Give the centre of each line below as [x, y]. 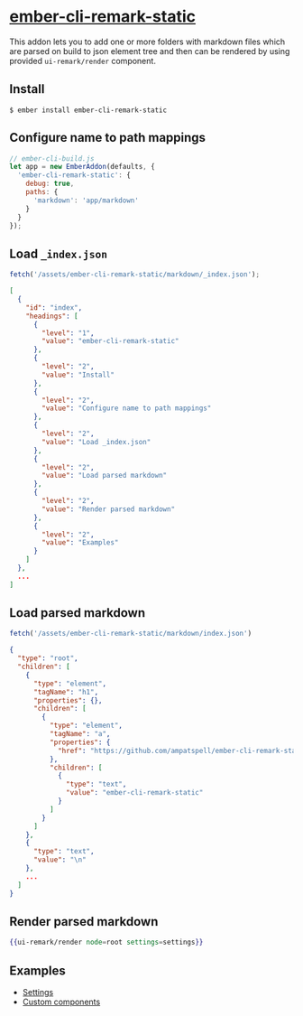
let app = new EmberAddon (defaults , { [82, 167]
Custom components [61, 1002]
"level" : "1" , [68, 333]
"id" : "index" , [54, 308]
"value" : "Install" [78, 375]
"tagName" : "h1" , [66, 692]
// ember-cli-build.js [52, 158]
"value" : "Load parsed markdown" [105, 476]
